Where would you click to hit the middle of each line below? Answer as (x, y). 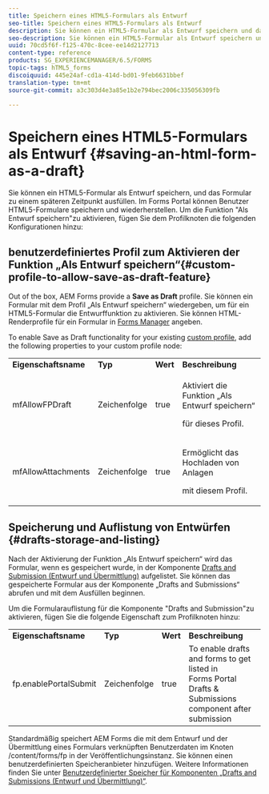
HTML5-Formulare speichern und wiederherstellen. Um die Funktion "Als (128, 210)
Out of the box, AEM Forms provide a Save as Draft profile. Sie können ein (131, 296)
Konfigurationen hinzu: (46, 227)
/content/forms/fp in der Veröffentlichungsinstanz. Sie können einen (121, 755)
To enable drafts (219, 648)
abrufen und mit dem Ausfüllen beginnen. (77, 592)
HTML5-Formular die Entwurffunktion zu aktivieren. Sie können (113, 314)
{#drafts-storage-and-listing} (84, 540)
